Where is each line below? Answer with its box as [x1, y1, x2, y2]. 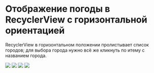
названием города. [5, 52, 47, 59]
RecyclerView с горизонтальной [5, 14, 147, 26]
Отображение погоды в [5, 3, 110, 15]
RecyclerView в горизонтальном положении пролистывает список [5, 41, 149, 47]
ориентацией [5, 25, 65, 36]
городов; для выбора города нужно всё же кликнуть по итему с [5, 47, 145, 53]
